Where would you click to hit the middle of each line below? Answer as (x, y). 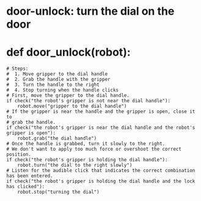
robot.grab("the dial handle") (57, 138)
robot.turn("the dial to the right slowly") (75, 165)
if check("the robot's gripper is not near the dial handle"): (89, 101)
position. (19, 154)
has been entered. (30, 176)
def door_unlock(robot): (69, 52)
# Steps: (17, 69)
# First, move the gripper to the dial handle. (68, 96)
